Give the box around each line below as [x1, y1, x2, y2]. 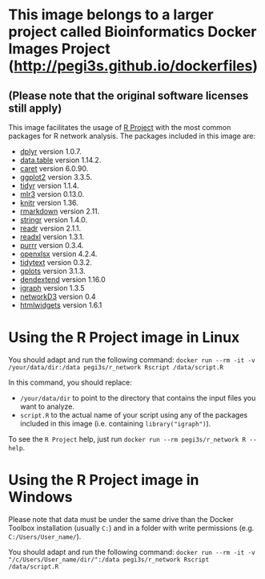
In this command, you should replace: [8, 377, 132, 387]
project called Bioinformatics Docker [8, 22, 257, 41]
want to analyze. [19, 402, 74, 411]
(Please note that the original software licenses [8, 88, 249, 102]
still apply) [8, 101, 62, 115]
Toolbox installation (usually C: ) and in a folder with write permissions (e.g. [8, 523, 255, 532]
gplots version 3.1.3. [19, 267, 86, 275]
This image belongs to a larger [8, 6, 214, 24]
